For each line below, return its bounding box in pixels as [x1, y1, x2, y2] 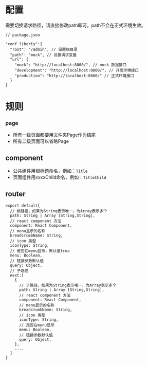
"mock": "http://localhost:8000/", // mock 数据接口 [14, 62, 127, 67]
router [5, 189, 26, 198]
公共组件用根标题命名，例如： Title [12, 168, 88, 174]
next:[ [10, 273, 24, 278]
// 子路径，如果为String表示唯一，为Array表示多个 [18, 283, 117, 288]
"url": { [10, 57, 29, 62]
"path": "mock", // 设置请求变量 [10, 52, 77, 58]
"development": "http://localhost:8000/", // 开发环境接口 [14, 67, 139, 73]
